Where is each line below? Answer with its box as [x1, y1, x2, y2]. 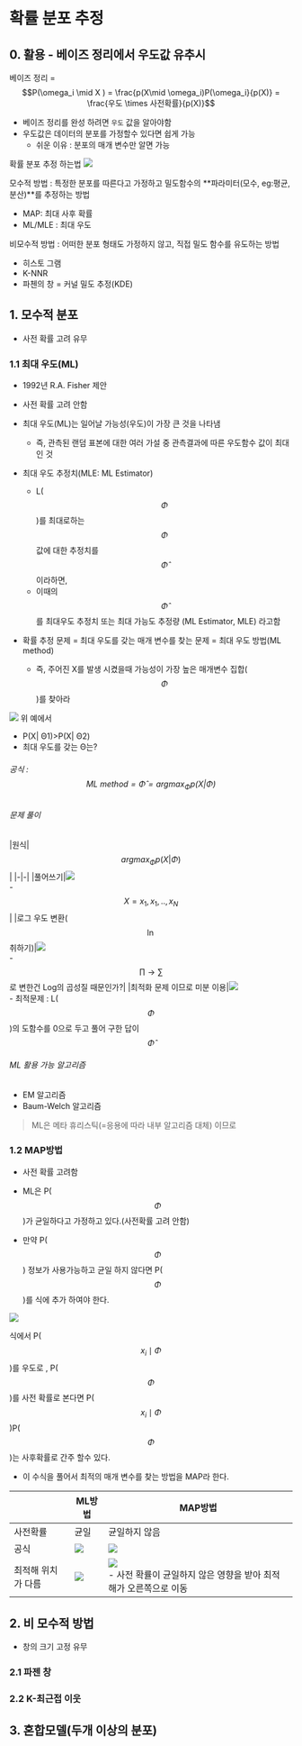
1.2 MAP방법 [9, 1144, 63, 1157]
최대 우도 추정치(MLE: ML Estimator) [22, 468, 154, 478]
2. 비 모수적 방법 [9, 1615, 94, 1631]
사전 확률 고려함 [22, 1166, 78, 1177]
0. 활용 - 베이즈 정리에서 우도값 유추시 [9, 47, 207, 62]
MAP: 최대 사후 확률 [22, 208, 93, 219]
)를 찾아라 [35, 694, 71, 705]
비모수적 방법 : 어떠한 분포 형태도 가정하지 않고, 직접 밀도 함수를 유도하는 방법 [9, 239, 280, 249]
